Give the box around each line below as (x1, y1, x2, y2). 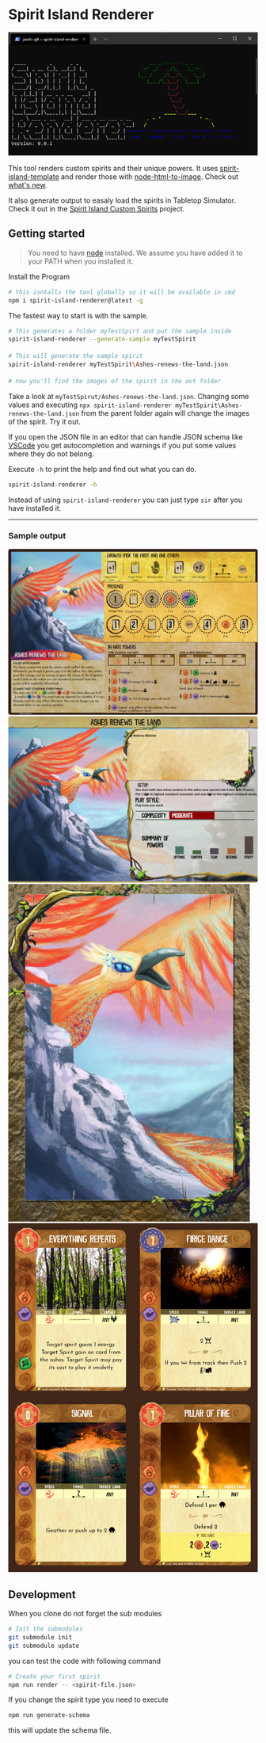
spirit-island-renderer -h (8, 481, 97, 489)
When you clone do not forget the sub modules (8, 1609, 162, 1619)
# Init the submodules (8, 1625, 83, 1633)
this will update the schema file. (8, 1726, 112, 1735)
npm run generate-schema (8, 1711, 90, 1719)
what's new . (8, 180, 47, 189)
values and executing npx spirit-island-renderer (8, 400, 172, 409)
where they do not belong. (8, 449, 95, 459)
